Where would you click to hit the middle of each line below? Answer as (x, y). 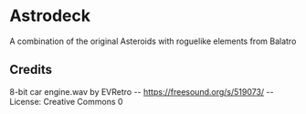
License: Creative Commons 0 (66, 101)
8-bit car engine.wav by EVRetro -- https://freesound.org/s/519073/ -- (142, 91)
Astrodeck (50, 16)
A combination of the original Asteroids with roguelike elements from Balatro (153, 41)
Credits (31, 70)
